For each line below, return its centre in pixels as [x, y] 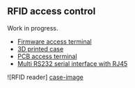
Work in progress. [33, 28]
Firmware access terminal [54, 42]
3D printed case [40, 49]
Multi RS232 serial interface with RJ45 [72, 63]
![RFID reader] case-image [45, 77]
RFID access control [51, 11]
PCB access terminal [47, 56]
